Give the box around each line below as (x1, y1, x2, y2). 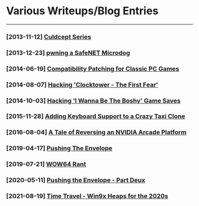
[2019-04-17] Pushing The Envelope (6, 144, 113, 153)
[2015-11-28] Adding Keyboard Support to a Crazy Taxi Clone (6, 112, 185, 121)
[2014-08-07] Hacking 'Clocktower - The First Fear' (6, 80, 159, 88)
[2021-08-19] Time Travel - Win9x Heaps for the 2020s (6, 192, 169, 200)
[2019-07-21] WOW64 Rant (6, 160, 86, 169)
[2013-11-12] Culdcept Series (6, 33, 92, 41)
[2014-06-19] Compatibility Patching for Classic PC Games (6, 64, 179, 72)
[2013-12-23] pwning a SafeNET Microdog (6, 49, 130, 57)
